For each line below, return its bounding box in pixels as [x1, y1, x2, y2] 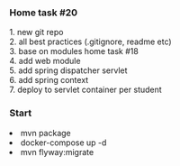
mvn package [21, 127, 71, 138]
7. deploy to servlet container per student [9, 84, 162, 96]
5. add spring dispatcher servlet [9, 65, 128, 76]
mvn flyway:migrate [21, 146, 94, 157]
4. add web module [9, 56, 81, 67]
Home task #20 [9, 6, 78, 19]
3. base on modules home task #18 [9, 46, 139, 57]
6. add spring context [9, 75, 89, 86]
